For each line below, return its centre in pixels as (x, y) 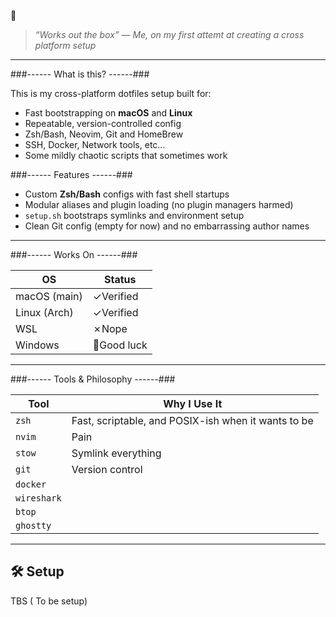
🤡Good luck (120, 345)
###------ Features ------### (71, 174)
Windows (37, 345)
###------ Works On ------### (74, 254)
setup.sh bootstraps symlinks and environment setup (134, 215)
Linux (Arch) (44, 312)
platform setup (65, 45)
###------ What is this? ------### (80, 74)
